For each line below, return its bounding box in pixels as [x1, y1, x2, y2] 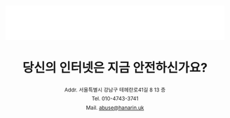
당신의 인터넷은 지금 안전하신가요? [22, 59, 208, 75]
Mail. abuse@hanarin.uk [86, 104, 144, 111]
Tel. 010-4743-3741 [91, 96, 139, 103]
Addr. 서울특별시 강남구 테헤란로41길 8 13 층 [64, 86, 166, 94]
